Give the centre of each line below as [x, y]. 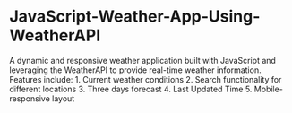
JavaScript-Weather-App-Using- [135, 17]
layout [64, 98]
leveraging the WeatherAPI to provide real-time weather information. [135, 70]
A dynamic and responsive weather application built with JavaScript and [142, 60]
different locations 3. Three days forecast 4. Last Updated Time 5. [131, 89]
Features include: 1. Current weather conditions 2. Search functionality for [146, 79]
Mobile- [269, 89]
